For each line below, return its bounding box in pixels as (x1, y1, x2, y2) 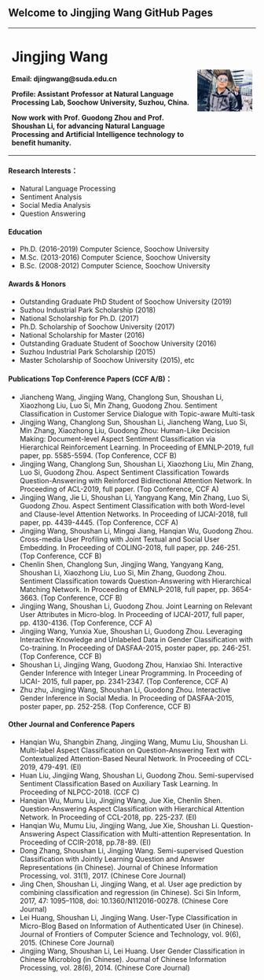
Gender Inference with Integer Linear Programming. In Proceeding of (19, 668, 243, 678)
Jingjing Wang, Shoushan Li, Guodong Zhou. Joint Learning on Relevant (19, 601, 253, 611)
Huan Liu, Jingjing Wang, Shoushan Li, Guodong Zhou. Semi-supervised (19, 771, 254, 780)
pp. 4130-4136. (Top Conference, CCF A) (19, 618, 153, 627)
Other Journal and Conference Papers (8, 719, 135, 729)
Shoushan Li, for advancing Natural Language (11, 121, 165, 131)
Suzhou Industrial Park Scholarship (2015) (19, 346, 156, 357)
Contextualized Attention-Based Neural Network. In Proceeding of (19, 754, 234, 764)
